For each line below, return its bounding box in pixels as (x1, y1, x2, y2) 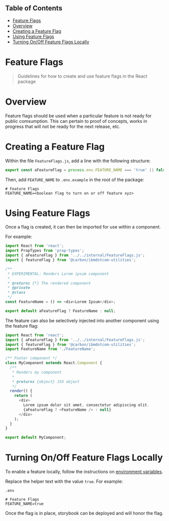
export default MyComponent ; (5, 435, 66, 440)
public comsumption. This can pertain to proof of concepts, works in (5, 118, 147, 124)
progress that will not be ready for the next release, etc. (5, 123, 121, 129)
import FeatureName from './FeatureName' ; (5, 347, 96, 352)
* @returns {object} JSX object (12, 379, 80, 384)
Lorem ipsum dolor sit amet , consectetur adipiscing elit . (23, 403, 150, 408)
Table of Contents (5, 4, 63, 13)
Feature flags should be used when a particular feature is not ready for (5, 113, 152, 119)
